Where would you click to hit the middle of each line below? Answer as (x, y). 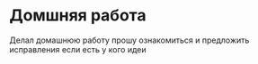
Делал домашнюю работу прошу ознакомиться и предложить (129, 40)
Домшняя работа (78, 16)
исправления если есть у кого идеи (78, 49)
